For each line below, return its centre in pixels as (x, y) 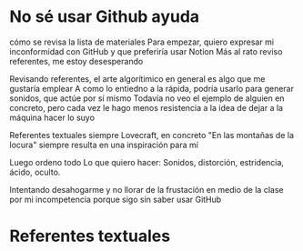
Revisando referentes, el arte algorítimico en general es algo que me (137, 78)
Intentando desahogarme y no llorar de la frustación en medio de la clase (146, 189)
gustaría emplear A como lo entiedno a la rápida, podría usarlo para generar (151, 88)
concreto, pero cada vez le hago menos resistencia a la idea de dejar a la (146, 107)
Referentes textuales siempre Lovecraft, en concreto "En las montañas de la (151, 135)
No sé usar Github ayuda (105, 17)
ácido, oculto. (35, 172)
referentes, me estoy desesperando (76, 61)
